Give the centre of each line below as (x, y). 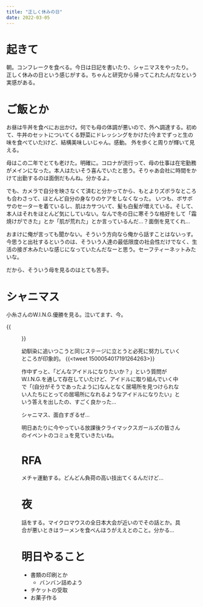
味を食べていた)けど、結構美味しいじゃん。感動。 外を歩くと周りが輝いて (98, 143)
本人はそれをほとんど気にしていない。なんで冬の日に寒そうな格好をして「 (99, 214)
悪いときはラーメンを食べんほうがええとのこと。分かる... (103, 530)
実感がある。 (22, 83)
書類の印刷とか (49, 575)
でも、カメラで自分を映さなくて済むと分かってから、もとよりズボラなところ (101, 191)
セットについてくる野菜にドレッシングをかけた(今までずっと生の (113, 135)
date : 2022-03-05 (28, 18)
